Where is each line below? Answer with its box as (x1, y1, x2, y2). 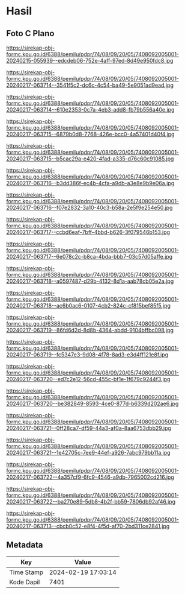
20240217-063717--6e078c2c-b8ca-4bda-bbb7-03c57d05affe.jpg (6, 253, 173, 260)
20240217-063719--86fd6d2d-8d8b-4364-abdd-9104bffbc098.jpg (6, 327, 174, 333)
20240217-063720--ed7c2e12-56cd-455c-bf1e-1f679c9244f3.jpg (6, 376, 171, 382)
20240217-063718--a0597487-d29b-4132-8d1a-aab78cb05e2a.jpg (6, 277, 174, 285)
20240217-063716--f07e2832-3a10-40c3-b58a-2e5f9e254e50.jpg (6, 204, 173, 211)
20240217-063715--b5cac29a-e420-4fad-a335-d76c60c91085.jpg (6, 155, 174, 162)
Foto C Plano (6, 28, 55, 39)
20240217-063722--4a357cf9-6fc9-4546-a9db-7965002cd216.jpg (6, 473, 174, 481)
